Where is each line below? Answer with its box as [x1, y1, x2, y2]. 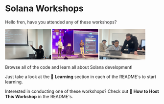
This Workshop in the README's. [5, 93, 73, 99]
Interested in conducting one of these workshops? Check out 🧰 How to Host [5, 88, 159, 94]
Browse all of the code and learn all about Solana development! [5, 64, 133, 70]
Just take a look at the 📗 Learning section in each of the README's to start [5, 74, 157, 80]
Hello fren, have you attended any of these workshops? [5, 19, 117, 25]
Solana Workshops [5, 3, 84, 14]
